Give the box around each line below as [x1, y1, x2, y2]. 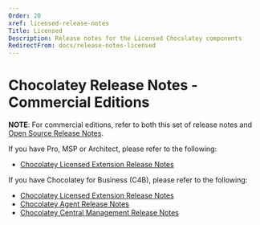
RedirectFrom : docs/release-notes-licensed [8, 42, 156, 50]
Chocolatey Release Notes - [8, 76, 198, 95]
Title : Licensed [8, 27, 63, 35]
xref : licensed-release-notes [8, 19, 110, 27]
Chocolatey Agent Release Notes [19, 199, 130, 209]
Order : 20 [8, 11, 42, 20]
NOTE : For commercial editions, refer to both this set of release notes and [8, 120, 253, 129]
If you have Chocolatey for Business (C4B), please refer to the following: [8, 175, 248, 185]
